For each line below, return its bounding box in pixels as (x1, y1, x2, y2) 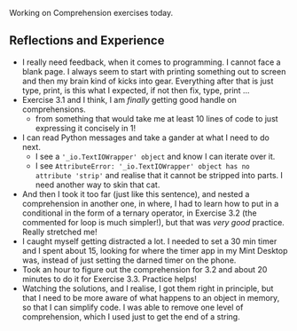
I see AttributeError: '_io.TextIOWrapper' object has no (35, 160, 250, 171)
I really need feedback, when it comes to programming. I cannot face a (21, 57, 281, 67)
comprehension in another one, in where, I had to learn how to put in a (21, 198, 279, 209)
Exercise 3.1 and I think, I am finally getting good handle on (21, 94, 237, 105)
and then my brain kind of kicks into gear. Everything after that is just (21, 75, 274, 86)
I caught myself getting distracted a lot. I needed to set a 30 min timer (21, 235, 277, 247)
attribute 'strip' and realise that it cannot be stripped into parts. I (35, 169, 284, 180)
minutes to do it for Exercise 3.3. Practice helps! (21, 273, 197, 284)
